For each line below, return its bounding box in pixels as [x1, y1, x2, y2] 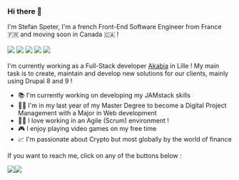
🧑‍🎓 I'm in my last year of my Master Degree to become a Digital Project [17, 101, 227, 110]
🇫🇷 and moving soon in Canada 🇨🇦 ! [7, 30, 119, 38]
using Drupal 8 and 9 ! [7, 77, 73, 85]
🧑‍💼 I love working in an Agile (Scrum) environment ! [17, 117, 170, 125]
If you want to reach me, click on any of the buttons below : [7, 152, 182, 160]
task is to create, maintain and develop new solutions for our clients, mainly [7, 69, 229, 78]
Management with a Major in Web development [17, 109, 157, 117]
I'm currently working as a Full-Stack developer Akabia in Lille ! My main [7, 62, 220, 70]
